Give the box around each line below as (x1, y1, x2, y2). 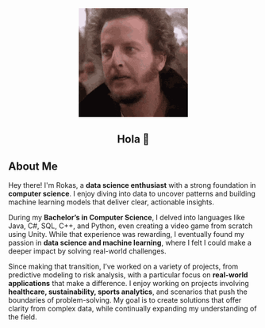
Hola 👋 (117, 132, 150, 146)
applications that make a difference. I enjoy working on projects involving (8, 279, 249, 288)
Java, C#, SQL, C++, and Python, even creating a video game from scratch (8, 221, 253, 231)
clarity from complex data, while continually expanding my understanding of (8, 304, 257, 314)
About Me (8, 159, 58, 173)
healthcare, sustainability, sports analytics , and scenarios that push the (8, 287, 248, 296)
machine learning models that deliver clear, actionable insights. (8, 197, 214, 207)
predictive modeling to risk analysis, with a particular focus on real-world (8, 270, 248, 280)
